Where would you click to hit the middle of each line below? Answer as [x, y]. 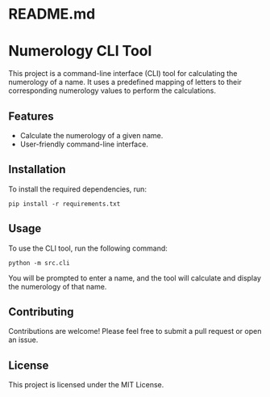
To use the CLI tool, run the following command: [88, 248]
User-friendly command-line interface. [84, 144]
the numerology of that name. [58, 286]
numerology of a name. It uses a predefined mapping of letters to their [125, 82]
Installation [37, 169]
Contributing [41, 312]
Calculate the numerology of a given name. [91, 135]
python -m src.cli [39, 263]
